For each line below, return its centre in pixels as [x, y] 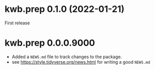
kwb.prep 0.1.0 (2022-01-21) [65, 9]
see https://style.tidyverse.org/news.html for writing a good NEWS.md [81, 62]
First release [17, 23]
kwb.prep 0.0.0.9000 [50, 43]
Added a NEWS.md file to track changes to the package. [67, 57]
